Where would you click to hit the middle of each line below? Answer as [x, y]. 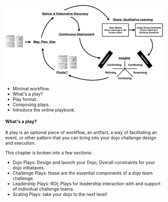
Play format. [25, 99]
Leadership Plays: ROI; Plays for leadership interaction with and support [86, 184]
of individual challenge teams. [43, 189]
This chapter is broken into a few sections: [49, 153]
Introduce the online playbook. [44, 110]
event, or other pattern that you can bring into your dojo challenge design [81, 138]
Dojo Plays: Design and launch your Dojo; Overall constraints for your [84, 162]
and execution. [20, 143]
